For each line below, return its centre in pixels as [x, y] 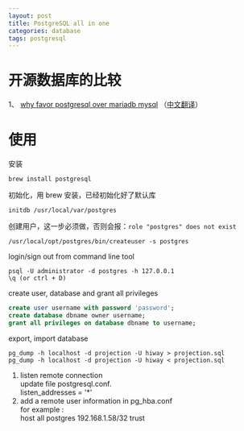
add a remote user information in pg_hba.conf [96, 400]
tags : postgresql [37, 38]
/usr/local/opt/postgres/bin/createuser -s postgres [99, 242]
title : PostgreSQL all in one [59, 23]
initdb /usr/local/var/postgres [62, 210]
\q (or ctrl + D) [37, 279]
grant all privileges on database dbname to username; [102, 323]
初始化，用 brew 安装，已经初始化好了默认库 [82, 195]
